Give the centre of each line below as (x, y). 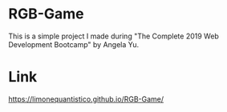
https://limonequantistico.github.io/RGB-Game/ (86, 99)
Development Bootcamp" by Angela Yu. (74, 44)
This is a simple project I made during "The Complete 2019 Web (113, 36)
